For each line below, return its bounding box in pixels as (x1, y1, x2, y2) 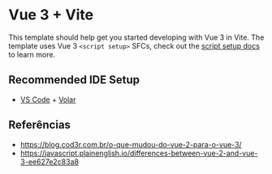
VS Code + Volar (19, 95, 76, 104)
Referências (8, 118, 71, 132)
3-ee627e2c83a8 (19, 156, 80, 167)
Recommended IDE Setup (8, 73, 140, 87)
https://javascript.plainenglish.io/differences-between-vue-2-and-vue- (19, 148, 258, 158)
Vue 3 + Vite (8, 6, 94, 24)
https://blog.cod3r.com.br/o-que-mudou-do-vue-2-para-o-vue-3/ (19, 139, 242, 149)
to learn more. (8, 49, 55, 59)
